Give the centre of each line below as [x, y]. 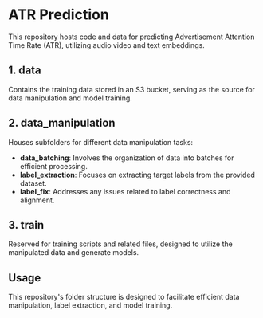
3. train [26, 225]
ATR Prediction [59, 15]
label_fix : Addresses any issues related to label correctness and [125, 191]
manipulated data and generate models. [74, 253]
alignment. [37, 200]
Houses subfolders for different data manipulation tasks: [101, 142]
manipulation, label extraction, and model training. [90, 305]
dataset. [33, 183]
